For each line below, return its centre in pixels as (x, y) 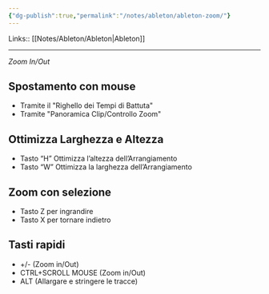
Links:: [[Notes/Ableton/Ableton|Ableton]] (77, 38)
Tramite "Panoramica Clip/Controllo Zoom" (90, 114)
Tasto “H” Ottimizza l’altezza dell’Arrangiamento (98, 159)
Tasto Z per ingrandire (56, 212)
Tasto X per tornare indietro (65, 220)
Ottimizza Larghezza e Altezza (86, 139)
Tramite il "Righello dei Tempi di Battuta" (86, 105)
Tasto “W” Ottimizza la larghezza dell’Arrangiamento (106, 167)
